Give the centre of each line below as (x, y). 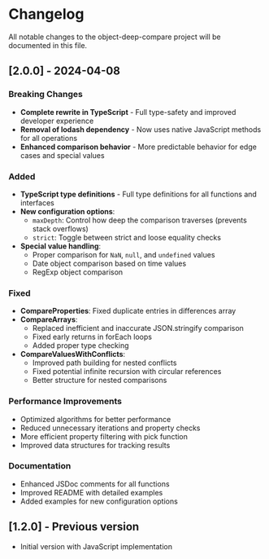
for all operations (49, 138)
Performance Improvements (65, 402)
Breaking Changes (46, 95)
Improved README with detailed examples (91, 492)
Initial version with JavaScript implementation (96, 546)
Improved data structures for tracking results (95, 445)
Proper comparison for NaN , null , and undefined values (124, 254)
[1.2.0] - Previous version (74, 527)
